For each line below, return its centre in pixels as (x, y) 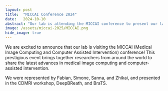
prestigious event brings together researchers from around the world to (79, 57)
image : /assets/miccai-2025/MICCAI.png (47, 28)
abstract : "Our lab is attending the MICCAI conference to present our (81, 24)
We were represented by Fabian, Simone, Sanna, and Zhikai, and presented (83, 78)
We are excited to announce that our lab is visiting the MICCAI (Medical (78, 47)
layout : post (19, 10)
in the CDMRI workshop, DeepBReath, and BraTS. (56, 83)
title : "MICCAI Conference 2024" (41, 14)
